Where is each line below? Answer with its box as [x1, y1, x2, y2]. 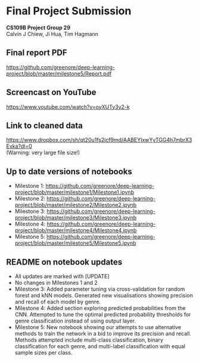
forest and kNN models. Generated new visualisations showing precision [14, 292, 194, 299]
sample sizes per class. [14, 349, 73, 356]
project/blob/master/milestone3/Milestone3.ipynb [14, 214, 137, 221]
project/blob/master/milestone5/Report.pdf [6, 70, 112, 77]
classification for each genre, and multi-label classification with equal [14, 343, 186, 349]
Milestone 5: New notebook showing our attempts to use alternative [14, 324, 182, 330]
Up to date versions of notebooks [6, 166, 132, 177]
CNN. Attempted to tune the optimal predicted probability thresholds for [14, 311, 191, 318]
